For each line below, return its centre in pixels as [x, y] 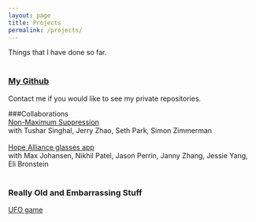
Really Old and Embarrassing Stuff [75, 192]
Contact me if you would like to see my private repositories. [105, 98]
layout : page [30, 15]
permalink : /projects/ [45, 30]
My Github [29, 81]
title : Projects [35, 23]
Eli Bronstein [28, 164]
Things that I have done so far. [58, 53]
